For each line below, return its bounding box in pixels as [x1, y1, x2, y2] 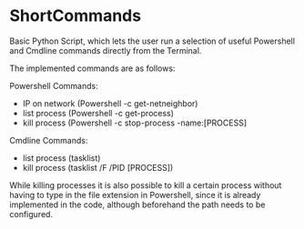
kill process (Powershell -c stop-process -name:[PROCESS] [22, 117, 248, 128]
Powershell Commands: [9, 80, 98, 91]
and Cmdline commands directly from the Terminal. [9, 45, 202, 55]
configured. [9, 208, 53, 219]
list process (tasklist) [22, 152, 101, 164]
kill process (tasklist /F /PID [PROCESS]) [22, 162, 174, 173]
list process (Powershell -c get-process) [22, 107, 175, 118]
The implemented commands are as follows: [9, 63, 176, 74]
